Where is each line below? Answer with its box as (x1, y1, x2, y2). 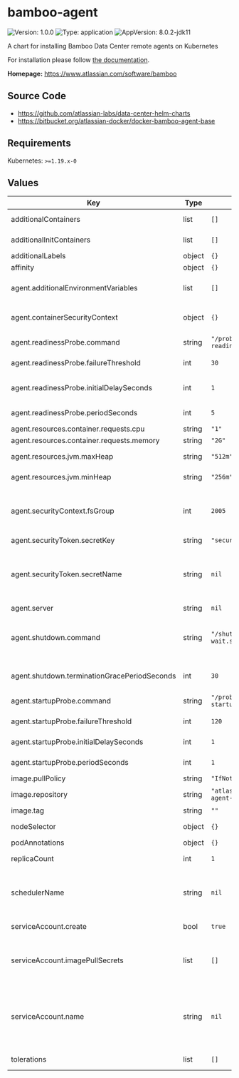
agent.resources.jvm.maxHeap (11, 452, 114, 462)
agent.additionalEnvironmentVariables (11, 283, 138, 293)
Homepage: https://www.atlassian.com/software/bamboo (7, 69, 177, 78)
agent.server (11, 604, 54, 614)
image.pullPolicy (11, 773, 66, 783)
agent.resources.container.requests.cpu (11, 424, 145, 434)
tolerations (11, 1054, 47, 1064)
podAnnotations (11, 838, 65, 848)
